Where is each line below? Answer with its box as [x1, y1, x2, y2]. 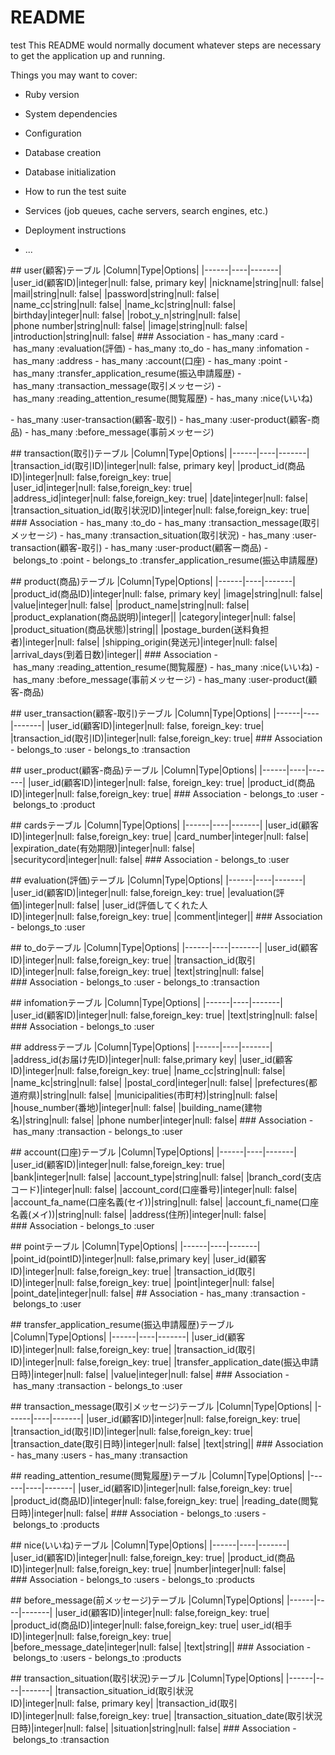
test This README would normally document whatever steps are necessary [10, 39, 322, 51]
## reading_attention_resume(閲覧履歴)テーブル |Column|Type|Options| [10, 1469, 306, 1481]
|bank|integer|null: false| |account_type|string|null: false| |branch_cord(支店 [10, 1171, 322, 1183]
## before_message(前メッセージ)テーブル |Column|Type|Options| [10, 1594, 285, 1606]
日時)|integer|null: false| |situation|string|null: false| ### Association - [10, 1722, 297, 1734]
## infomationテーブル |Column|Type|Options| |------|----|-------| [10, 996, 283, 1008]
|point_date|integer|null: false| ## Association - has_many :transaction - [10, 1287, 307, 1299]
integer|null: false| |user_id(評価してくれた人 [24, 899, 208, 911]
